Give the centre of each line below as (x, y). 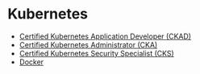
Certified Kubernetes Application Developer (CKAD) (105, 36)
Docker (31, 62)
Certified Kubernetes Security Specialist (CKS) (96, 53)
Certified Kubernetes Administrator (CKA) (88, 44)
